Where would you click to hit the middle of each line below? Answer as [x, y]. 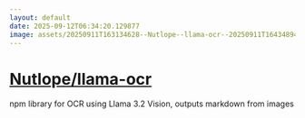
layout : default [40, 18]
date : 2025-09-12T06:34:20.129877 [75, 26]
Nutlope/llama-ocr [81, 79]
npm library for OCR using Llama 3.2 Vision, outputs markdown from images [152, 104]
